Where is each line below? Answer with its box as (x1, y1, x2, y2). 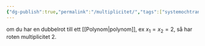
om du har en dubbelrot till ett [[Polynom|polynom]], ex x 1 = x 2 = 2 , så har (6, 25, 193, 34)
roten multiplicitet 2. (6, 33, 57, 41)
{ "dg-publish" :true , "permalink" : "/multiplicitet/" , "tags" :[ (6, 8, 163, 15)
